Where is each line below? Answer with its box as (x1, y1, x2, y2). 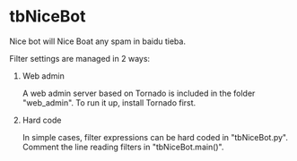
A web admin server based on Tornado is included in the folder (22, 88, 256, 98)
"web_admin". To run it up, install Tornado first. (22, 97, 197, 108)
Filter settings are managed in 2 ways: (9, 53, 151, 64)
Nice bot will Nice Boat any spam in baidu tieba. (9, 36, 187, 47)
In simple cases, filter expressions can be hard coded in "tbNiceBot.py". (22, 131, 289, 142)
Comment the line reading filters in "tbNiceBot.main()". (22, 141, 224, 152)
